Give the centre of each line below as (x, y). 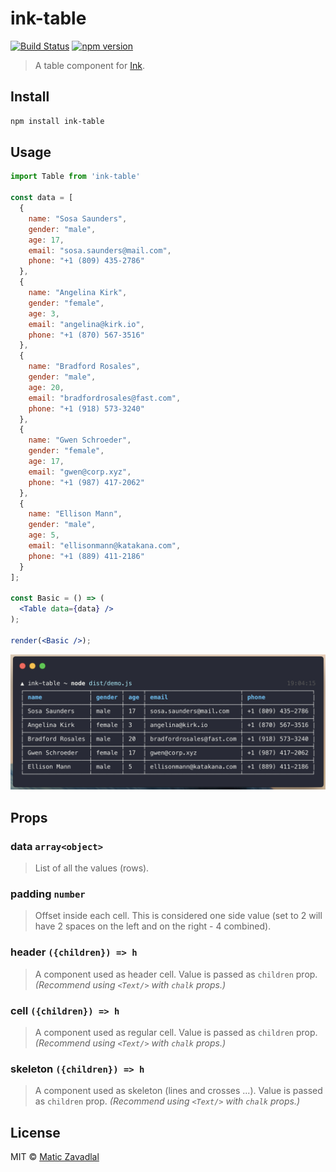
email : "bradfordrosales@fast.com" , (105, 398)
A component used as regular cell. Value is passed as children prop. (176, 1032)
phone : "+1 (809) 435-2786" (86, 261)
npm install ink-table (57, 121)
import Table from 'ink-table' (75, 177)
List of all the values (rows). (92, 868)
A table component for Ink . (89, 65)
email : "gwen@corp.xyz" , (80, 472)
